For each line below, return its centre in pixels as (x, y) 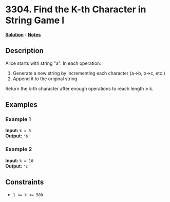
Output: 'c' (18, 166)
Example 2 (19, 149)
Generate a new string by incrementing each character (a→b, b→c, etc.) (89, 73)
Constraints (25, 182)
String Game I (35, 20)
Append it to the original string (45, 79)
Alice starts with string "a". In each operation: (53, 63)
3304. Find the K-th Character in (76, 10)
